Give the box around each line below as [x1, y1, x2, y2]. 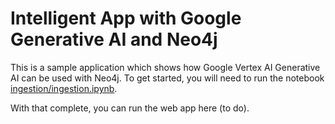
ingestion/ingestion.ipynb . [10, 82, 118, 94]
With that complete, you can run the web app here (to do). [10, 102, 250, 114]
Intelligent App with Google [10, 7, 242, 30]
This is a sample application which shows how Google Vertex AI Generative [10, 61, 321, 73]
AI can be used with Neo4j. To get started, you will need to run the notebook [10, 72, 325, 84]
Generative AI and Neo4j [10, 28, 218, 51]
